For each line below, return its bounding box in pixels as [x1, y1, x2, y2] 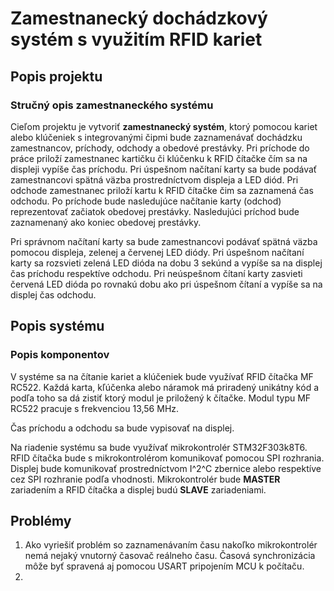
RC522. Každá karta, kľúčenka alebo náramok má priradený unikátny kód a [10, 381, 320, 393]
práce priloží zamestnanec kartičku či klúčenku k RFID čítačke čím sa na [10, 152, 308, 164]
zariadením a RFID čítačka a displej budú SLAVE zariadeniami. [10, 483, 267, 496]
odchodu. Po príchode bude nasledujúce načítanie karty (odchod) [10, 195, 282, 207]
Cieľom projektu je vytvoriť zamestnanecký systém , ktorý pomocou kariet [10, 120, 318, 132]
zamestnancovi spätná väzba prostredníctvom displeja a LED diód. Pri [10, 173, 299, 186]
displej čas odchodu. [10, 288, 97, 301]
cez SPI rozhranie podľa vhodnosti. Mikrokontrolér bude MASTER [10, 473, 281, 485]
